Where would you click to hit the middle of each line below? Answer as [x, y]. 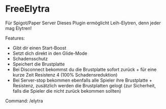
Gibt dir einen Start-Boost [39, 48]
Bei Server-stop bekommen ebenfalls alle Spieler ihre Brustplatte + [82, 80]
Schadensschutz [30, 58]
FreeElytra [27, 9]
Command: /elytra [24, 101]
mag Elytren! [19, 28]
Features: [15, 38]
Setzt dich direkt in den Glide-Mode [50, 53]
